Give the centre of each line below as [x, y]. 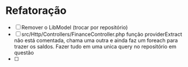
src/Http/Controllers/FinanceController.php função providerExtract [102, 34]
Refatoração [36, 11]
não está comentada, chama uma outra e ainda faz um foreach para [96, 40]
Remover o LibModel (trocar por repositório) [75, 27]
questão [24, 53]
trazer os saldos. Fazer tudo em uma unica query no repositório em [95, 46]
